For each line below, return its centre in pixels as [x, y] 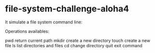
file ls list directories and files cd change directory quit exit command [74, 45]
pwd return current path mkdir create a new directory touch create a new [78, 40]
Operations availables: [27, 31]
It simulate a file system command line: [44, 22]
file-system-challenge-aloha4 [67, 9]
